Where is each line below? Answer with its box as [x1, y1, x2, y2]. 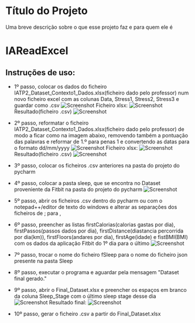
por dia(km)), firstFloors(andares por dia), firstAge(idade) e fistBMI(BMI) [13, 233, 188, 240]
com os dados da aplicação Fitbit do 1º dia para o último [13, 240, 150, 247]
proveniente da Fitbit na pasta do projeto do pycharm [13, 186, 143, 193]
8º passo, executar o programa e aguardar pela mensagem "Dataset [13, 268, 179, 275]
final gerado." [13, 275, 47, 282]
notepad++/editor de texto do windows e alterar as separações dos [13, 203, 177, 210]
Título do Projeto [5, 4, 88, 18]
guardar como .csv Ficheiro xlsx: [13, 102, 128, 109]
